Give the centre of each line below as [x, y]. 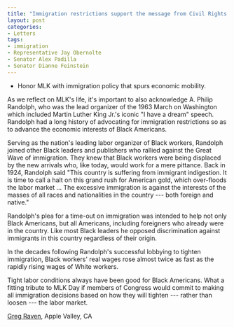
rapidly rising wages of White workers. [63, 266]
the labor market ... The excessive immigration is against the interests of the [117, 187]
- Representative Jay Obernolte [54, 53]
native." [18, 202]
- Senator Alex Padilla [42, 60]
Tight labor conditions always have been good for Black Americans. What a [116, 280]
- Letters [22, 33]
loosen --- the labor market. [48, 302]
